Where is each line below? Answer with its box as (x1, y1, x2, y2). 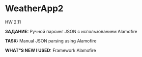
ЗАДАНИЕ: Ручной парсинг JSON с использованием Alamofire (5, 28, 138, 34)
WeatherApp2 (5, 3, 64, 14)
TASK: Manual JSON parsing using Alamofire (5, 38, 97, 44)
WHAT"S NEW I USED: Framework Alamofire (5, 47, 96, 53)
